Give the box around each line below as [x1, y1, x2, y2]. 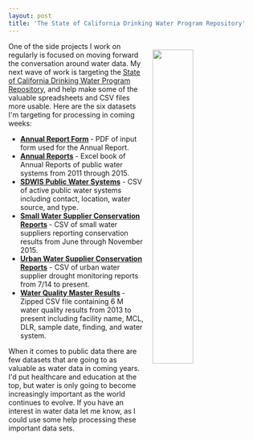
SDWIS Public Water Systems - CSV [19, 176, 143, 186]
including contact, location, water [19, 194, 131, 204]
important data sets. [8, 423, 75, 433]
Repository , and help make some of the [8, 84, 138, 93]
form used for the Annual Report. [19, 142, 130, 152]
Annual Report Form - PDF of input [19, 134, 137, 143]
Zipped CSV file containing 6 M [19, 296, 124, 306]
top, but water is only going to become [8, 380, 137, 390]
